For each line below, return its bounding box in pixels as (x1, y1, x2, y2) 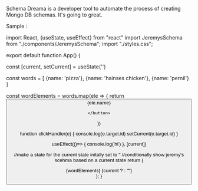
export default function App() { (6, 52, 81, 58)
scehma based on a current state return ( (54, 157, 144, 163)
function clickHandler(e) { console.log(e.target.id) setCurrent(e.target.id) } (19, 130, 179, 137)
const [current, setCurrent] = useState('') (6, 63, 106, 70)
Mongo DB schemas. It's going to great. (6, 11, 103, 18)
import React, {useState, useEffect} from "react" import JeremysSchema (6, 34, 183, 41)
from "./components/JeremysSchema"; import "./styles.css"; (6, 41, 153, 47)
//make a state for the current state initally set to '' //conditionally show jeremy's (14, 152, 184, 158)
